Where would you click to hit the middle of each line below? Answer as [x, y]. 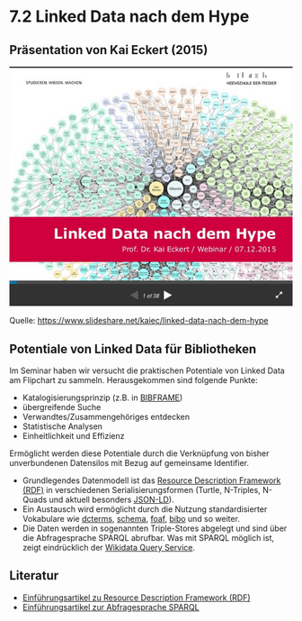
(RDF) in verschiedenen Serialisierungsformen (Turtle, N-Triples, [141, 490]
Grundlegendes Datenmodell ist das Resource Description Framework [151, 480]
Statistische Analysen [62, 426]
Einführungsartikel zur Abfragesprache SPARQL [111, 607]
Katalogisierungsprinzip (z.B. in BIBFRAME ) [102, 397]
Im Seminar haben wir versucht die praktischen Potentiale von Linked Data [147, 370]
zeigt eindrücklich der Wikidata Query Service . [109, 548]
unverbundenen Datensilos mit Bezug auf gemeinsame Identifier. [129, 463]
